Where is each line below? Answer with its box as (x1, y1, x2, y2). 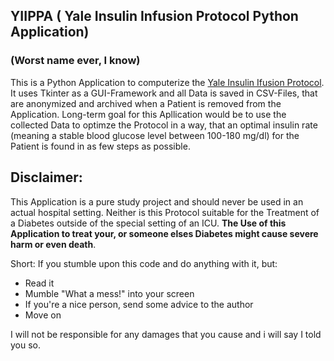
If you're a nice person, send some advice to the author (24, 298, 254, 310)
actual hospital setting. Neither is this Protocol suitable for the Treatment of (10, 206, 320, 218)
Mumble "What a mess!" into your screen (24, 287, 195, 299)
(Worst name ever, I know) (10, 54, 141, 68)
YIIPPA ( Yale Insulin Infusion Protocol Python (10, 8, 299, 25)
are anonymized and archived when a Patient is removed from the (10, 97, 282, 109)
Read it (24, 277, 55, 289)
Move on (24, 309, 62, 321)
